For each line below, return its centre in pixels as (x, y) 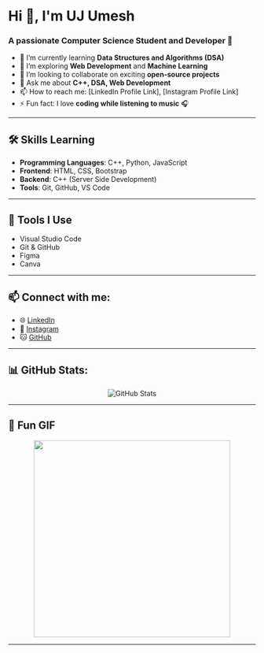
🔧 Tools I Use (40, 220)
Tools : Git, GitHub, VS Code (64, 187)
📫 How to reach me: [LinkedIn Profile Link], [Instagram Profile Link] (129, 92)
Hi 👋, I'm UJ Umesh (71, 16)
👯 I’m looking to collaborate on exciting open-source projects (119, 75)
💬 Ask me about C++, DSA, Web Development (95, 83)
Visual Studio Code (51, 239)
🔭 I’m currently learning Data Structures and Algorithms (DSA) (122, 58)
